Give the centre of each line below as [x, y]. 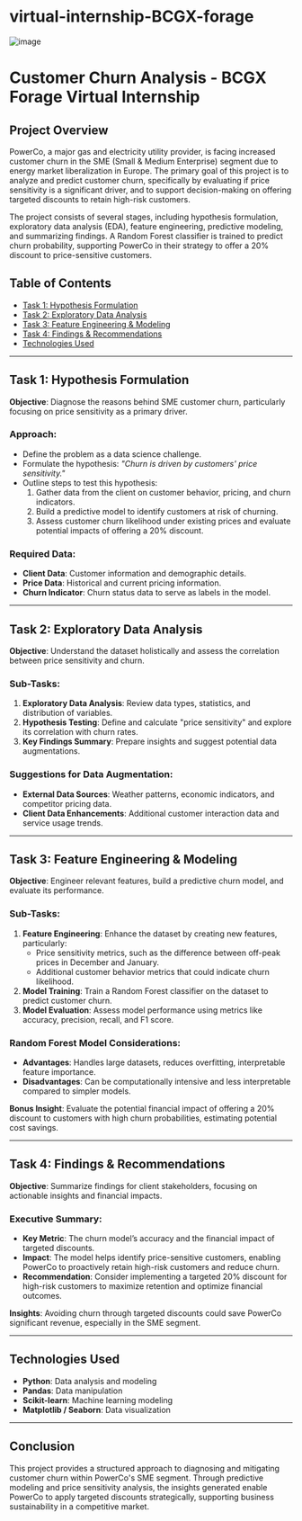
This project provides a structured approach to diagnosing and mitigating [145, 1468]
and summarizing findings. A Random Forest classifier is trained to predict [146, 236]
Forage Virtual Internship [105, 97]
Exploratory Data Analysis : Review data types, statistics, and [136, 703]
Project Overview [59, 130]
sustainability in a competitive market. [80, 1506]
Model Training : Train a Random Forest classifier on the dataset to [145, 990]
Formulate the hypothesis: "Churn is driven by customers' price [140, 463]
